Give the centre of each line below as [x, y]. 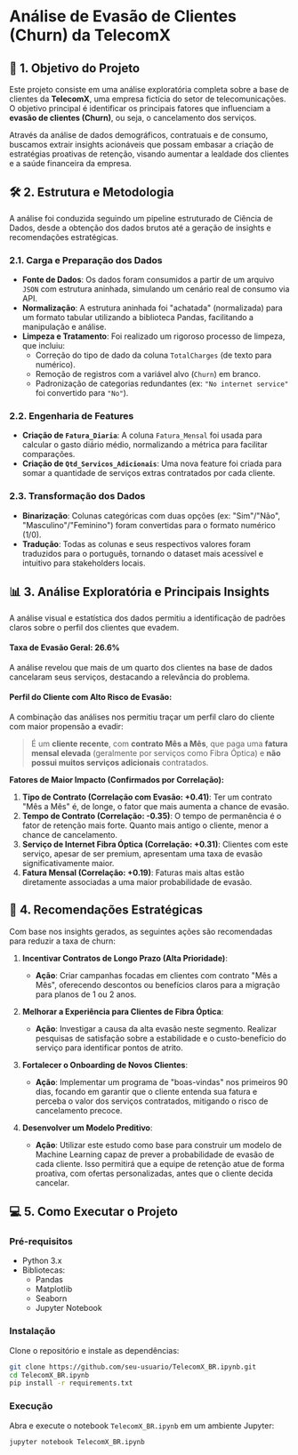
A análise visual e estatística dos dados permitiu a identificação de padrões [148, 618]
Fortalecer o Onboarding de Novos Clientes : [105, 1065]
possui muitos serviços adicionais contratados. [120, 762]
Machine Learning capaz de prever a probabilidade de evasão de [155, 1154]
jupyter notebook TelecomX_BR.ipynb [77, 1442]
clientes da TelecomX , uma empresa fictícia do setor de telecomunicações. [148, 99]
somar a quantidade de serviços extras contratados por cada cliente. [149, 473]
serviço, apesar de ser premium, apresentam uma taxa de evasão [142, 853]
